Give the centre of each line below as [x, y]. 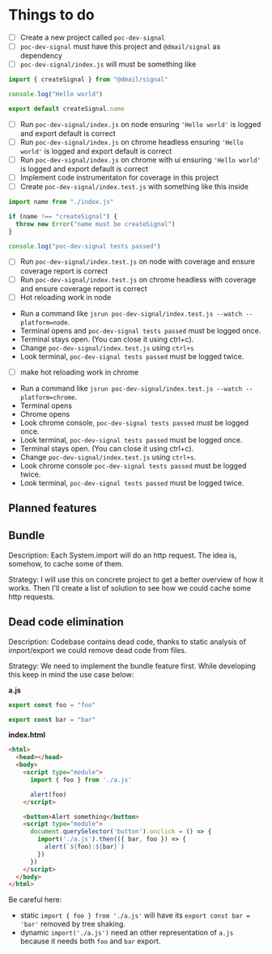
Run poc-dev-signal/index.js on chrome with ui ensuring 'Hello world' [140, 159]
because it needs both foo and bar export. [90, 941]
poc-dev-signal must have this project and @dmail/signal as [120, 47]
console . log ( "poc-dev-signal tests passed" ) [85, 246]
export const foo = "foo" [52, 705]
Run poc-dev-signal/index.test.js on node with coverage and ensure [137, 261]
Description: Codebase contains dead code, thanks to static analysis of [127, 642]
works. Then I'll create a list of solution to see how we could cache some [130, 587]
